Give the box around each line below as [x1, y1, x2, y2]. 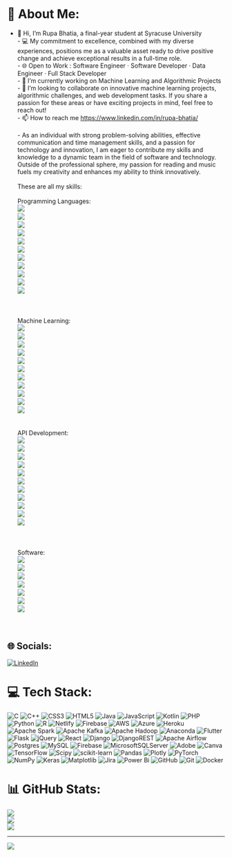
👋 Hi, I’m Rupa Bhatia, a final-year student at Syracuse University [17, 29, 202, 37]
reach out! [17, 106, 47, 114]
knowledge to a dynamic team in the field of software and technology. [17, 153, 217, 161]
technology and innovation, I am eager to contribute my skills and [17, 145, 204, 154]
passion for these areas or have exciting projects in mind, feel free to [17, 98, 213, 106]
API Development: [17, 428, 69, 437]
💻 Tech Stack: [7, 684, 93, 700]
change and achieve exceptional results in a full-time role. [17, 54, 182, 62]
